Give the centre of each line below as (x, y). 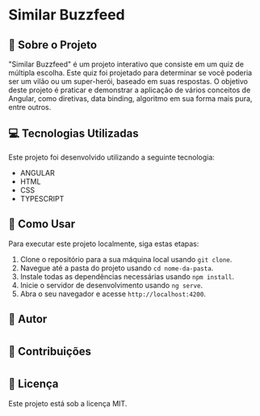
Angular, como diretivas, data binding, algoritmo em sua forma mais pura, (130, 98)
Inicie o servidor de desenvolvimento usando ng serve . (111, 285)
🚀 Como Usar (42, 224)
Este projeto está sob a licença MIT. (68, 403)
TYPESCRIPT (42, 198)
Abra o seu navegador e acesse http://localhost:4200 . (113, 294)
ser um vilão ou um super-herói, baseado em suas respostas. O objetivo (128, 81)
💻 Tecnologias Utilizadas (73, 134)
